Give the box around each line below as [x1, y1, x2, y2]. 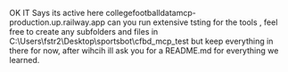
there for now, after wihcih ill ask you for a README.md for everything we [9, 45, 279, 56]
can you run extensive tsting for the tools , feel [106, 17, 278, 28]
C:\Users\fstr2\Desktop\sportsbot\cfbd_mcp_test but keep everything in [9, 36, 274, 46]
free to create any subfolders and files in [9, 27, 159, 36]
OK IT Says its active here [9, 8, 104, 18]
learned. [9, 55, 40, 65]
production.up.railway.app [9, 17, 105, 28]
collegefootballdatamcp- [105, 8, 196, 18]
